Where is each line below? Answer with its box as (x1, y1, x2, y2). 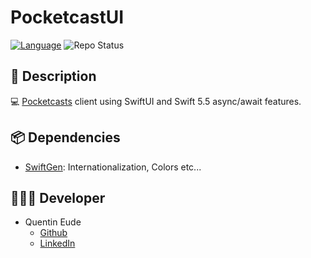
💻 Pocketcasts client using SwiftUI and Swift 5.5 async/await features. (10, 95, 302, 107)
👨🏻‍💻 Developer (10, 189, 106, 206)
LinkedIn (39, 237, 76, 250)
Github (39, 227, 68, 239)
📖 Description (10, 68, 97, 85)
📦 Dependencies (10, 129, 121, 146)
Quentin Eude (24, 216, 82, 228)
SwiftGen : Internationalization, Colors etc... (24, 161, 202, 173)
